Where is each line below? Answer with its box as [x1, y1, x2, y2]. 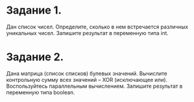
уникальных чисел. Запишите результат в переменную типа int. [6, 29, 168, 36]
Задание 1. [6, 4, 62, 17]
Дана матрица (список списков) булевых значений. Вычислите [6, 69, 168, 77]
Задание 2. [6, 50, 64, 64]
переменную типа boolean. [6, 88, 76, 95]
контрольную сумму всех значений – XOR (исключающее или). [6, 76, 168, 83]
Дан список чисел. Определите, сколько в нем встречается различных [6, 23, 189, 30]
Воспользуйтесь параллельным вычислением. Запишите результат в [6, 82, 183, 90]
